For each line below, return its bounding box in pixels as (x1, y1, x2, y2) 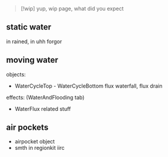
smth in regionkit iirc (14, 145, 65, 152)
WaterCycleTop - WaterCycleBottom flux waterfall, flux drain (14, 82, 163, 89)
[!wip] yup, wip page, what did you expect (20, 5, 124, 12)
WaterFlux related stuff (14, 105, 71, 112)
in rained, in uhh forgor (6, 38, 62, 45)
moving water (6, 55, 58, 65)
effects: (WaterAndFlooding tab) (6, 94, 85, 101)
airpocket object (14, 138, 55, 145)
